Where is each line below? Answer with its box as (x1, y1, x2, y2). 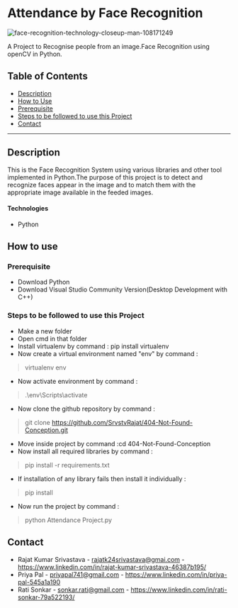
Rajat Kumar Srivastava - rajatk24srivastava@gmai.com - (17, 555, 185, 563)
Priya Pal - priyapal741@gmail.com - (17, 570, 124, 579)
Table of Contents (7, 70, 89, 82)
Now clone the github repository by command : (17, 404, 156, 413)
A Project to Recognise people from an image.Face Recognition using (7, 42, 210, 50)
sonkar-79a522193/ (17, 592, 76, 601)
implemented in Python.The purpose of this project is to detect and (7, 172, 203, 182)
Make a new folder (17, 326, 72, 335)
